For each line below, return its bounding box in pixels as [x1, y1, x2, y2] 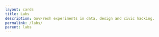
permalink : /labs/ [5, 20, 43, 25]
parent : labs [5, 25, 32, 30]
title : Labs [5, 12, 29, 16]
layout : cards [5, 7, 34, 12]
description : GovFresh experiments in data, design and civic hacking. [5, 16, 155, 21]
